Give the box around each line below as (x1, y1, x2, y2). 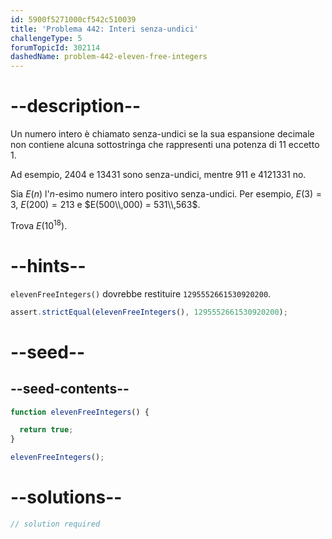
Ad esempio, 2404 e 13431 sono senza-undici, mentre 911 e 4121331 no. (10, 169, 307, 181)
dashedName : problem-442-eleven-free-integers (10, 52, 208, 62)
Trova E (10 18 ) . (10, 218, 68, 231)
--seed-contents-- (10, 381, 130, 398)
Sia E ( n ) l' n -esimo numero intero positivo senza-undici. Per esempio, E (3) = (10, 188, 323, 200)
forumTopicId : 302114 (10, 42, 101, 53)
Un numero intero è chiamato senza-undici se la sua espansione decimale (10, 128, 315, 140)
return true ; (19, 425, 74, 435)
